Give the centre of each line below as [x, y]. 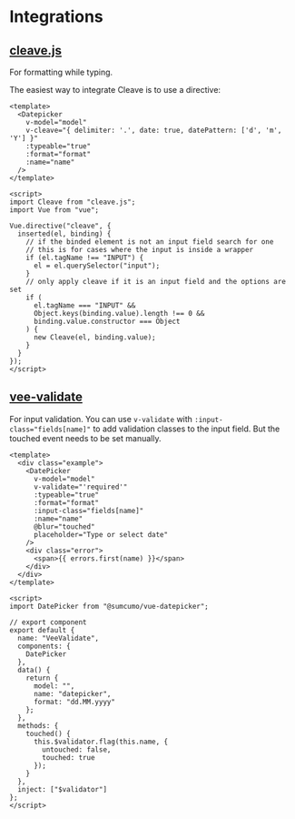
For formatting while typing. [61, 72]
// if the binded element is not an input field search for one [150, 242]
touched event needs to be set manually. [85, 438]
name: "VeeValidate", [59, 638]
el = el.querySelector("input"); [97, 266]
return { [42, 678]
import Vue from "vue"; [54, 210]
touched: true [69, 757]
